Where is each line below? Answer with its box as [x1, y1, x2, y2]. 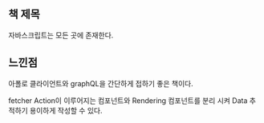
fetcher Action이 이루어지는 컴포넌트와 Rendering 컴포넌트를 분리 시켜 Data [8, 95, 248, 105]
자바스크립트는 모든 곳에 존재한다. [8, 30, 114, 40]
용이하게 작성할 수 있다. [29, 105, 103, 115]
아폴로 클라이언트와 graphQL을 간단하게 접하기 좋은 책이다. [8, 78, 194, 88]
